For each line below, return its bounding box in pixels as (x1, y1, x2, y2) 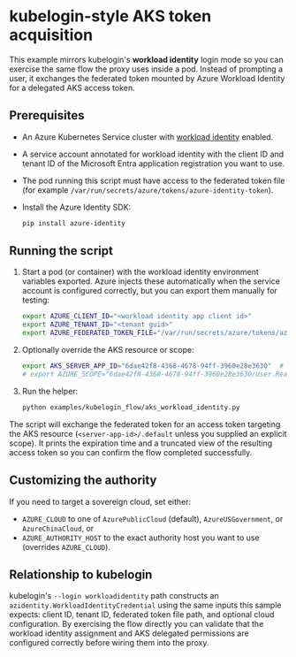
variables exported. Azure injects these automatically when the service (21, 276, 281, 286)
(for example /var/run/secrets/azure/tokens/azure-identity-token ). (21, 184, 274, 195)
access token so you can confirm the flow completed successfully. (9, 447, 253, 457)
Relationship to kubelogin (9, 567, 153, 582)
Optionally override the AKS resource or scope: (21, 345, 194, 355)
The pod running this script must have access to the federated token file (21, 175, 285, 186)
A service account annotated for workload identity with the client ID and (21, 149, 285, 159)
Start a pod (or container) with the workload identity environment (21, 267, 259, 278)
